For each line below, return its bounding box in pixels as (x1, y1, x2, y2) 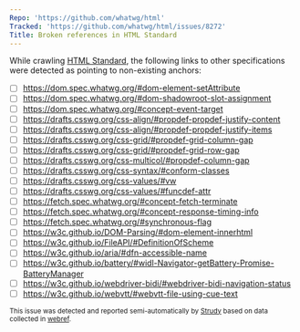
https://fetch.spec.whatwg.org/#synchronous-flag (22, 216, 212, 228)
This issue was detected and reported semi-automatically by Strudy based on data (9, 306, 269, 316)
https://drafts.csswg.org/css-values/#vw (22, 175, 177, 186)
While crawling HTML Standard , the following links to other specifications (9, 56, 285, 67)
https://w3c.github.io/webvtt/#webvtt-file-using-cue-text (22, 288, 239, 299)
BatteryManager (22, 268, 85, 279)
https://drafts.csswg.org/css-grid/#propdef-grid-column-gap (22, 134, 253, 145)
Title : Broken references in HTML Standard (9, 30, 178, 39)
